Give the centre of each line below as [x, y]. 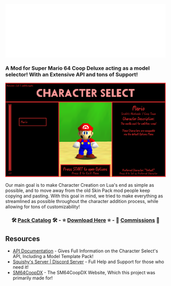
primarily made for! [33, 278]
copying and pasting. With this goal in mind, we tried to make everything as [84, 196]
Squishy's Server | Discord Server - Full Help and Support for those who [88, 262]
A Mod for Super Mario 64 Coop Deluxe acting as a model [78, 68]
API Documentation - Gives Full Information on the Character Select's [85, 251]
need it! [21, 267]
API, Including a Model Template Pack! [53, 256]
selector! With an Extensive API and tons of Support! [72, 74]
